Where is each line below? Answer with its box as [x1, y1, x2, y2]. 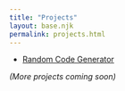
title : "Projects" [9, 12, 78, 22]
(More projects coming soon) [9, 71, 116, 82]
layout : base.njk [9, 21, 74, 30]
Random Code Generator [21, 54, 114, 65]
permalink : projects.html [9, 29, 105, 38]
